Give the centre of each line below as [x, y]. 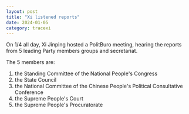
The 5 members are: [31, 62]
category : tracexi [28, 28]
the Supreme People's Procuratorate [59, 105]
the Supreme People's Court [49, 99]
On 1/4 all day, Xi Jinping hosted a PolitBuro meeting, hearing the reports [94, 45]
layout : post [22, 11]
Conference [29, 92]
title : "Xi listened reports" [43, 17]
